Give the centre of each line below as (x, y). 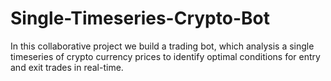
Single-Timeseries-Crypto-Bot (140, 18)
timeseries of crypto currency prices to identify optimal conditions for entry (165, 56)
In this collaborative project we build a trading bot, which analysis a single (162, 46)
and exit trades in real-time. (67, 67)
